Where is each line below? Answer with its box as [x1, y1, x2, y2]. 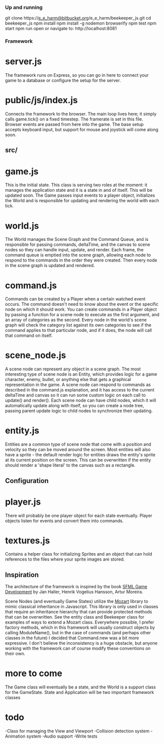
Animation [5, 733, 26, 739]
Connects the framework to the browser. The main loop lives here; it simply [5, 111, 157, 117]
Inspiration [5, 570, 39, 579]
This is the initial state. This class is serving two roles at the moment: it [5, 182, 148, 188]
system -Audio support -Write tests [26, 733, 98, 739]
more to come [5, 668, 63, 679]
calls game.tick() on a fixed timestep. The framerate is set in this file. [5, 116, 143, 122]
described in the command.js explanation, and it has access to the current [5, 387, 155, 393]
